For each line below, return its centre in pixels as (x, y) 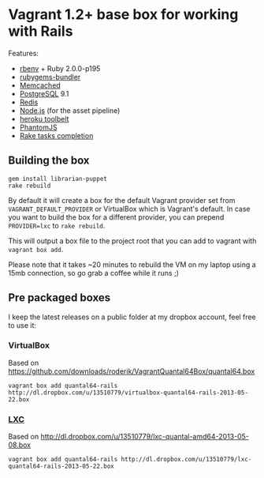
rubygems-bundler (50, 77)
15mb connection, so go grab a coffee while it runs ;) (94, 273)
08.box (20, 445)
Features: (24, 53)
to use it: (22, 325)
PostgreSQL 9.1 (44, 93)
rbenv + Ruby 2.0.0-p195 (60, 68)
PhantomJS (38, 127)
